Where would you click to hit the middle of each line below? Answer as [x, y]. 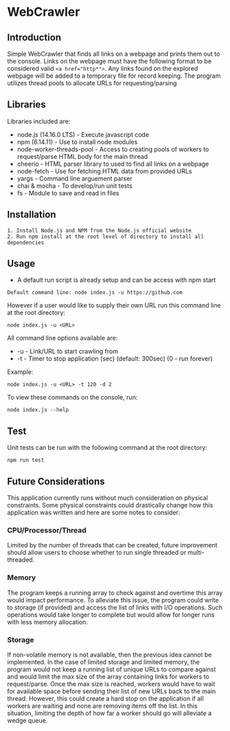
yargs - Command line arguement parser [74, 178]
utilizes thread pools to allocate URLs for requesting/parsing [92, 83]
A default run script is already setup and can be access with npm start [116, 280]
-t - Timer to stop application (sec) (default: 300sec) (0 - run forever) [115, 359]
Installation [32, 215]
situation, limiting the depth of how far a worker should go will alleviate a [110, 713]
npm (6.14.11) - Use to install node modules [77, 142]
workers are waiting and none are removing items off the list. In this [102, 706]
